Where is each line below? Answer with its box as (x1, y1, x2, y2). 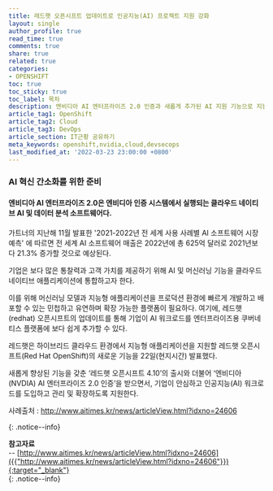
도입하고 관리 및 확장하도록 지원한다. (23, 388, 139, 398)
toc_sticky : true (8, 87, 67, 96)
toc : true (8, 80, 42, 88)
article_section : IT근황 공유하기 (8, 133, 115, 141)
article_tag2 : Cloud (8, 118, 79, 126)
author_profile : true (8, 27, 82, 35)
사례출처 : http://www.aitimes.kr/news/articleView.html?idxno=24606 (8, 406, 237, 415)
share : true (8, 50, 49, 58)
